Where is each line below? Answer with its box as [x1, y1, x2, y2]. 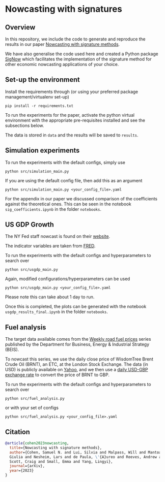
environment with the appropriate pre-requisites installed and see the [5, 117, 145, 123]
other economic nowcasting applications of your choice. [5, 62, 119, 67]
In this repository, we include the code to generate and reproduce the [5, 36, 146, 42]
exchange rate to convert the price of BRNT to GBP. [5, 372, 110, 378]
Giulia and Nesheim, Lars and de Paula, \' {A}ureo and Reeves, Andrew [9, 454, 157, 459]
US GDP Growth [5, 221, 54, 229]
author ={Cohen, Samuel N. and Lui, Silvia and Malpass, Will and [9, 450, 146, 455]
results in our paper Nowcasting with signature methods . [5, 41, 120, 47]
